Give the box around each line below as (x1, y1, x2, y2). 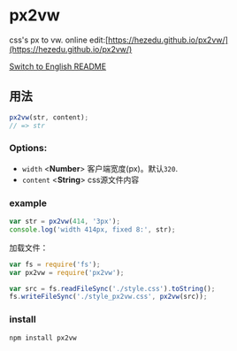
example (9, 196, 47, 209)
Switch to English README (9, 61, 107, 72)
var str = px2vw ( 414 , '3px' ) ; (9, 217, 121, 226)
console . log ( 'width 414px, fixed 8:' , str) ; (9, 225, 176, 234)
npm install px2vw (9, 333, 77, 342)
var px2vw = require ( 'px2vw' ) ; (9, 268, 125, 277)
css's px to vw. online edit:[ (9, 34, 109, 45)
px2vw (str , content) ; (9, 112, 89, 122)
